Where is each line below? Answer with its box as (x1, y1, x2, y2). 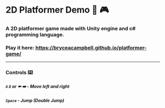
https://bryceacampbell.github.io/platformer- (35, 44, 147, 51)
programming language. (5, 31, 65, 38)
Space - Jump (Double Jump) (5, 98, 65, 104)
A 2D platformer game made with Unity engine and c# (5, 25, 136, 32)
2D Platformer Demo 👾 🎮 (5, 4, 109, 16)
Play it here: (5, 44, 35, 51)
